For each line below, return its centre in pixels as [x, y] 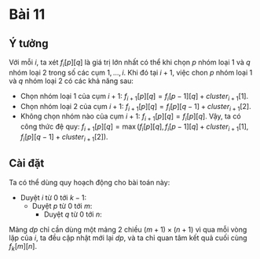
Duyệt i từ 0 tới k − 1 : [53, 197]
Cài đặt [27, 164]
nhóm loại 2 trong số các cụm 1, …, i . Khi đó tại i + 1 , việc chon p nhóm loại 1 [131, 72]
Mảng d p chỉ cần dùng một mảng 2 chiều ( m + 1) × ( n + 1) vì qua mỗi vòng [128, 229]
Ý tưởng [29, 44]
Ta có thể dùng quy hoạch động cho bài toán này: [90, 182]
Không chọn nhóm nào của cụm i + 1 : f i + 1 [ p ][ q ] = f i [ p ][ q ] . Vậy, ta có [131, 117]
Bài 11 [27, 15]
